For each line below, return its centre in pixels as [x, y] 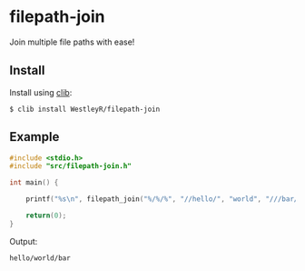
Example [34, 137]
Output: [24, 241]
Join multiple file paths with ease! [72, 42]
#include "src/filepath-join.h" [70, 166]
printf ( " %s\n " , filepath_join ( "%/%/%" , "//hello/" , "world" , [144, 199]
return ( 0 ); [46, 216]
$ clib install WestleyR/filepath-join [85, 109]
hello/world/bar [40, 258]
